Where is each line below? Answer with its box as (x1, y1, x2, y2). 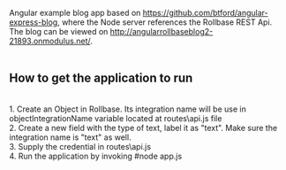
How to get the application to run (9, 71, 193, 86)
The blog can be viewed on (9, 27, 109, 36)
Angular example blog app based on (9, 8, 141, 18)
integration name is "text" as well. (9, 132, 132, 143)
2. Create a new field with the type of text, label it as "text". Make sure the (9, 122, 278, 133)
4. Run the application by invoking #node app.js (9, 151, 183, 161)
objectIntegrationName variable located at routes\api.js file (9, 112, 222, 123)
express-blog (9, 17, 58, 27)
